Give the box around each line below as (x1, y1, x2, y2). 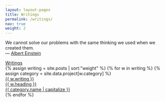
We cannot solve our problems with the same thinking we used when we (5, 39, 155, 45)
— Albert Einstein (5, 50, 41, 56)
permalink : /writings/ (5, 16, 53, 21)
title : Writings (5, 12, 39, 17)
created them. (5, 45, 34, 51)
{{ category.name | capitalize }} (5, 86, 70, 92)
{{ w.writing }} (5, 76, 34, 82)
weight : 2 (5, 26, 26, 31)
